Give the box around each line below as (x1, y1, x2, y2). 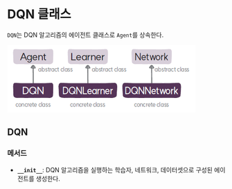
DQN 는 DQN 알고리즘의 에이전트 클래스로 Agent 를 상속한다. (7, 31, 164, 39)
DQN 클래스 (7, 6, 71, 22)
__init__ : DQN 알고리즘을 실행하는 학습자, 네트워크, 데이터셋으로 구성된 (17, 165, 213, 174)
